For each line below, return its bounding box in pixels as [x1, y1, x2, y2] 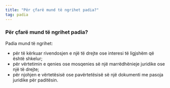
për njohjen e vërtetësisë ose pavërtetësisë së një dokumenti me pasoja [12, 71, 164, 77]
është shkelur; [12, 55, 43, 61]
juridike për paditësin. [12, 77, 59, 83]
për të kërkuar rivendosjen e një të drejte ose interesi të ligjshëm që [12, 50, 154, 56]
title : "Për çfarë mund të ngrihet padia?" [5, 7, 99, 13]
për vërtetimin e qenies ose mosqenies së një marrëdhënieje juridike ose [12, 61, 165, 67]
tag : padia [5, 12, 29, 17]
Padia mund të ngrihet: [5, 40, 53, 46]
